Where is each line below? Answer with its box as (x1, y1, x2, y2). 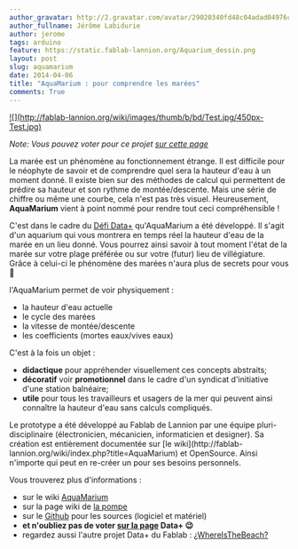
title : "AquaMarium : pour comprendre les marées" (9, 79, 200, 88)
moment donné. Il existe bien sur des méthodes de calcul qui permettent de (9, 174, 286, 185)
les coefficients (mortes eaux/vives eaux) (21, 330, 174, 340)
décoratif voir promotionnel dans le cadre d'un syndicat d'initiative (21, 374, 269, 385)
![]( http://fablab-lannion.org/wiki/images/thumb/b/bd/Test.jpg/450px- (9, 112, 264, 123)
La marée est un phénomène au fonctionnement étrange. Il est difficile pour (9, 155, 286, 166)
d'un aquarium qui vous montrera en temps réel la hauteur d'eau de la (9, 229, 264, 240)
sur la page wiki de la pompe (21, 501, 128, 512)
